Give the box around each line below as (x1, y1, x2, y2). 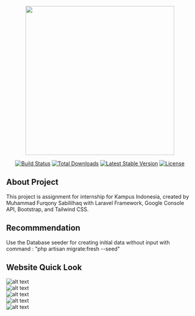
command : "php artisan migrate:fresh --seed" (6, 245, 120, 252)
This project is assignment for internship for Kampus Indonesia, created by (6, 193, 189, 200)
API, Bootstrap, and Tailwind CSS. (6, 206, 89, 213)
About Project (6, 177, 59, 187)
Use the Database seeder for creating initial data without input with (6, 238, 171, 246)
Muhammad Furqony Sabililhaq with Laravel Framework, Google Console (6, 199, 184, 206)
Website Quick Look (6, 262, 82, 272)
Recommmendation (6, 223, 81, 233)
